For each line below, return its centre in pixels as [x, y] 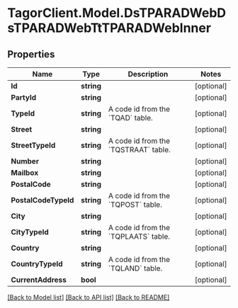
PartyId [24, 97]
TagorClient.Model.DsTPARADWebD [117, 13]
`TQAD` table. [131, 118]
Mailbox [25, 173]
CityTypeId [30, 232]
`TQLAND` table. [135, 268]
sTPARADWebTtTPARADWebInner [109, 28]
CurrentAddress [39, 280]
